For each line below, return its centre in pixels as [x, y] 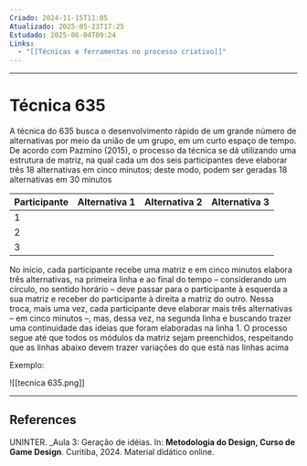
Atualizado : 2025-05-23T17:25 [67, 26]
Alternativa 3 [240, 202]
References [43, 420]
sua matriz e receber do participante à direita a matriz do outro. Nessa [142, 299]
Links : [22, 43]
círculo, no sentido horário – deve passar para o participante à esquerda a [148, 290]
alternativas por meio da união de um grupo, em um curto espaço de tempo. [153, 141]
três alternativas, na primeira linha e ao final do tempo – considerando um [148, 280]
